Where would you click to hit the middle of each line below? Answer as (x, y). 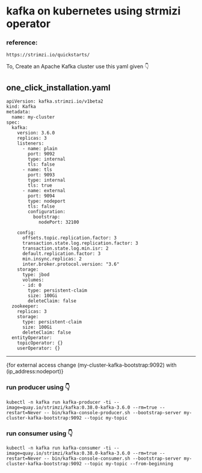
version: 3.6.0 (36, 133)
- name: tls (37, 170)
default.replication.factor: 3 (61, 254)
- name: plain (40, 149)
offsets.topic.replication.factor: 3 (69, 238)
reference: (22, 43)
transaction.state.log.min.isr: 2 (66, 249)
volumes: (33, 280)
